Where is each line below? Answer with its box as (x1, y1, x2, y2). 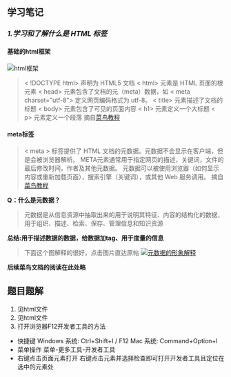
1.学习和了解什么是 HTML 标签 (7, 29, 108, 39)
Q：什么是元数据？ (7, 196, 61, 204)
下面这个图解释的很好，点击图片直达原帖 (23, 248, 139, 256)
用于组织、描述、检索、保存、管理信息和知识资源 (23, 219, 163, 227)
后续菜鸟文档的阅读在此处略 (7, 263, 86, 271)
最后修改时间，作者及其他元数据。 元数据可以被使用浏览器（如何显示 (23, 164, 219, 172)
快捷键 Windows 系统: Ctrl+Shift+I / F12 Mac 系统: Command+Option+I (17, 336, 219, 345)
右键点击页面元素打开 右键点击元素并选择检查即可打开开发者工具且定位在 (17, 354, 225, 362)
